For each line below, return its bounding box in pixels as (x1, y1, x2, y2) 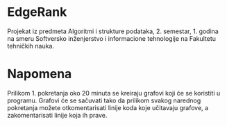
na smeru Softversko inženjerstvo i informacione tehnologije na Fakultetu (7, 34, 217, 42)
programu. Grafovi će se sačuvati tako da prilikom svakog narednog (7, 96, 201, 105)
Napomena (7, 66, 72, 82)
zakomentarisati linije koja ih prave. (7, 111, 108, 119)
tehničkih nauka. (7, 42, 54, 50)
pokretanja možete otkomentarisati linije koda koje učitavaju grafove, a (7, 103, 209, 111)
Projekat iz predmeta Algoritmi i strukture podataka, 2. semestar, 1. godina (7, 27, 219, 35)
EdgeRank (7, 4, 67, 20)
